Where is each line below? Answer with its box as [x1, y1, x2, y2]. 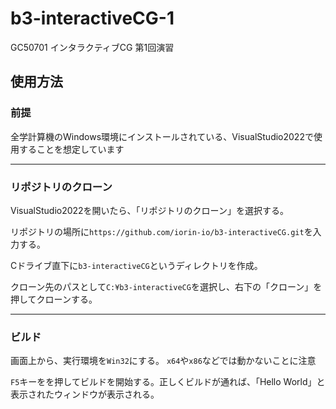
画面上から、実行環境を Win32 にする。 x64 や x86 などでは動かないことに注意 [10, 355, 317, 367]
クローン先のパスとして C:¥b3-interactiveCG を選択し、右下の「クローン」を [10, 280, 323, 292]
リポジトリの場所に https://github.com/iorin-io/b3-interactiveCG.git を [10, 225, 313, 237]
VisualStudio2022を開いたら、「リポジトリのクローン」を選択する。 [10, 204, 289, 216]
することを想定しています [18, 143, 125, 155]
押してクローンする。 [10, 293, 98, 305]
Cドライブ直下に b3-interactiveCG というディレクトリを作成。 [10, 259, 263, 271]
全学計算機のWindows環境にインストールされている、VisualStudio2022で [10, 130, 314, 142]
